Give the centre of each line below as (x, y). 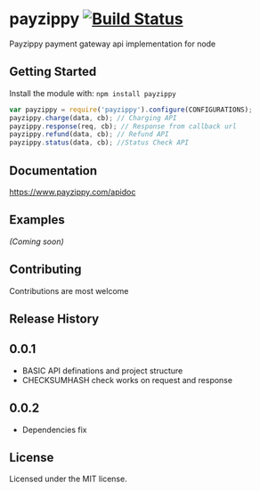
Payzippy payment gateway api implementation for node (113, 44)
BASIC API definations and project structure (102, 371)
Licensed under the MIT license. (68, 479)
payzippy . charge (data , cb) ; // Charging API (93, 118)
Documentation (53, 171)
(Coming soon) (37, 241)
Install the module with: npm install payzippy (93, 93)
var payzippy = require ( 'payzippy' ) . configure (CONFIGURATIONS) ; (131, 110)
